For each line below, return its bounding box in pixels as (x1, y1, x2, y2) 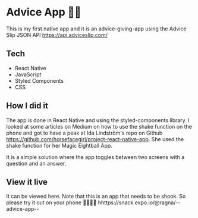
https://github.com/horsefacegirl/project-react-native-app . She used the (6, 135, 184, 142)
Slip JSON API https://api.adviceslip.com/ (6, 31, 108, 38)
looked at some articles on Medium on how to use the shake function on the (6, 123, 192, 130)
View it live (6, 177, 48, 187)
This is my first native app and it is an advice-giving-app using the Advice (6, 25, 187, 32)
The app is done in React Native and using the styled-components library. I (6, 116, 190, 124)
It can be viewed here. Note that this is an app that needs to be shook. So (6, 193, 186, 200)
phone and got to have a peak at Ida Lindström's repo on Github (6, 129, 163, 136)
